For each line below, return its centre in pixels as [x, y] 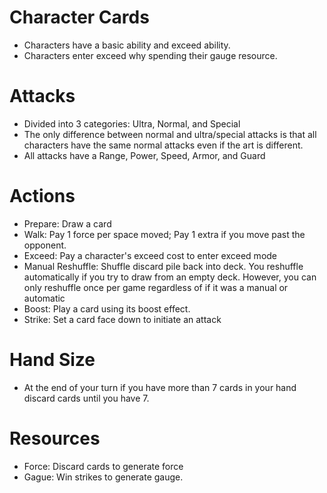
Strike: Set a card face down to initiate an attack [122, 319]
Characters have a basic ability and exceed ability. [127, 45]
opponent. [45, 245]
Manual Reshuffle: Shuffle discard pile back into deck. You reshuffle [163, 266]
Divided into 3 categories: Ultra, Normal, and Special [132, 123]
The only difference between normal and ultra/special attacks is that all [170, 134]
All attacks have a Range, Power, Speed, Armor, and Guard [144, 155]
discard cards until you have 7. [86, 398]
